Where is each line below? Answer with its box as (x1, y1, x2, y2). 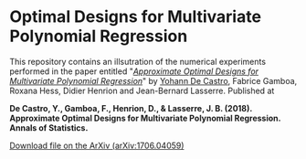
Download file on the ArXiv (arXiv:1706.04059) (9, 140, 185, 151)
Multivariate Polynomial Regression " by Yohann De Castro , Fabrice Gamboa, (9, 75, 298, 86)
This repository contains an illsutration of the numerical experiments (9, 56, 267, 67)
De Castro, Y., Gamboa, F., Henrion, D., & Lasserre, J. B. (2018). (9, 102, 253, 113)
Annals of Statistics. (9, 122, 89, 133)
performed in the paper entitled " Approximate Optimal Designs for (9, 66, 259, 77)
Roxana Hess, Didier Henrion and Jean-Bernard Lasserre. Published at (9, 85, 275, 96)
